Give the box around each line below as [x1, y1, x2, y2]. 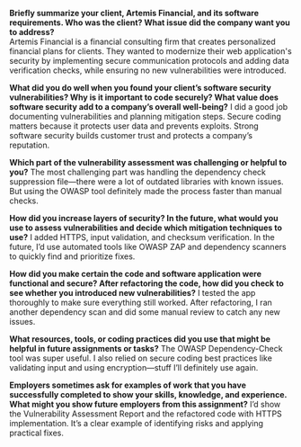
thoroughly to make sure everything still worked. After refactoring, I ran [9, 297, 272, 308]
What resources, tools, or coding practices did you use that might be [9, 334, 271, 344]
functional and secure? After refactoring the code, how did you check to [9, 278, 285, 289]
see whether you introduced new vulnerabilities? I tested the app [9, 288, 256, 298]
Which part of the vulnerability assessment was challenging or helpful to [9, 157, 288, 167]
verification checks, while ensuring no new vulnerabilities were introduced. [9, 65, 287, 76]
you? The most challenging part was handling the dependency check [9, 166, 267, 177]
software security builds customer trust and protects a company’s [9, 130, 253, 140]
